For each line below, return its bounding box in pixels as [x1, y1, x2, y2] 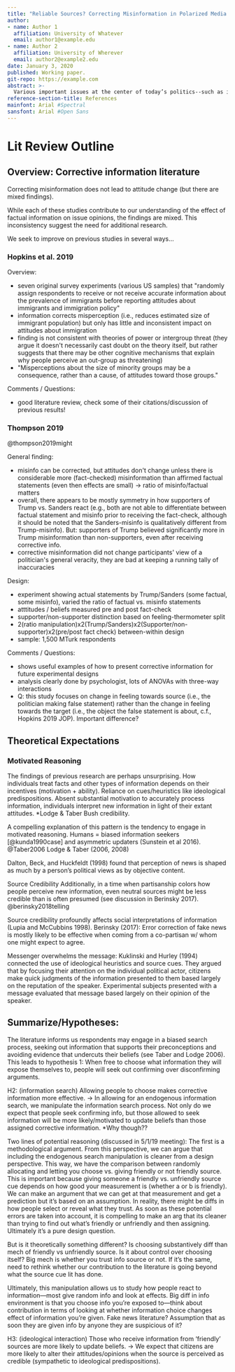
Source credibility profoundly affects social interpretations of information [7, 916, 218, 924]
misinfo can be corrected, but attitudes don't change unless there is [17, 466, 213, 474]
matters [17, 488, 40, 497]
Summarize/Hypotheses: [7, 1017, 119, 1029]
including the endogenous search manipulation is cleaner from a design [7, 1152, 214, 1160]
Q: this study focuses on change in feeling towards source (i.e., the [17, 692, 211, 700]
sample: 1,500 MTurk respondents [17, 635, 116, 644]
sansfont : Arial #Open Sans [7, 108, 90, 115]
